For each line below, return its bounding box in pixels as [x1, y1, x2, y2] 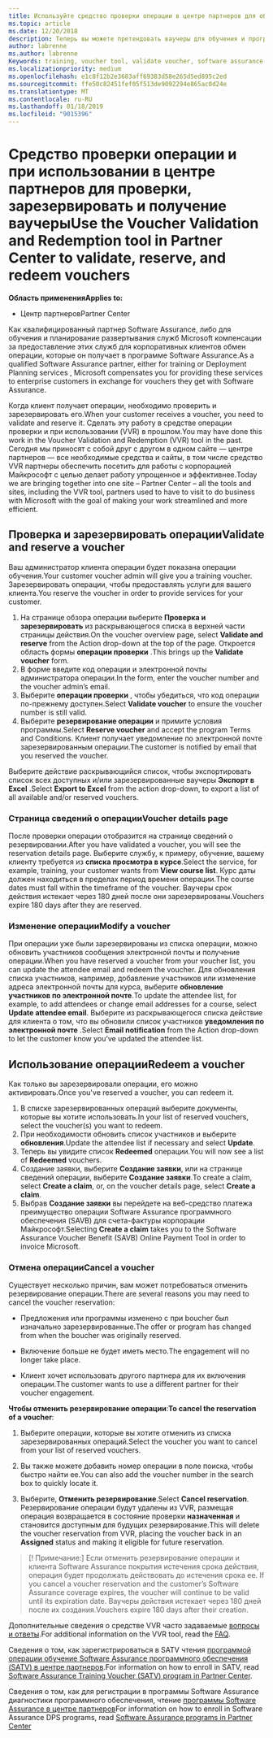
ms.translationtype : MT [8, 87, 89, 96]
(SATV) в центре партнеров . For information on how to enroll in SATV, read [8, 1662, 260, 1672]
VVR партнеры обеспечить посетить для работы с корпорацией [8, 461, 232, 471]
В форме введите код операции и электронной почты [19, 664, 207, 674]
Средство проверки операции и [8, 146, 237, 163]
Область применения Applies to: [8, 293, 123, 302]
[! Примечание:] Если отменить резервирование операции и [28, 1553, 240, 1563]
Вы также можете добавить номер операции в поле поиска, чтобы [19, 1461, 253, 1471]
